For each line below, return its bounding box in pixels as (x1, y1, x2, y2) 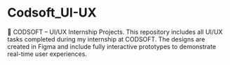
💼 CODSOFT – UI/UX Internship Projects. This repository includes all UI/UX (7, 28, 223, 36)
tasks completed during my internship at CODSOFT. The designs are (7, 35, 205, 43)
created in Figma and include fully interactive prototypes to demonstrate (7, 42, 216, 50)
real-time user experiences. (7, 50, 88, 58)
